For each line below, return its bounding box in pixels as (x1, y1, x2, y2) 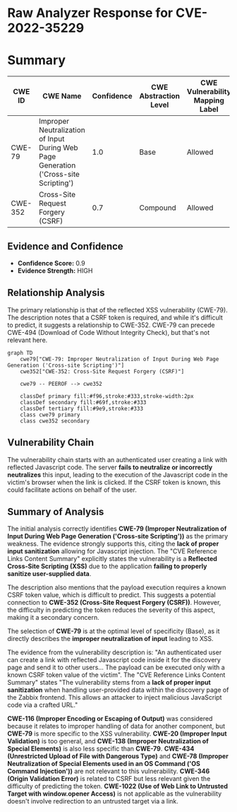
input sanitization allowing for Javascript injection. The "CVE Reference (7, 547, 217, 555)
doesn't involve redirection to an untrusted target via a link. (7, 797, 178, 806)
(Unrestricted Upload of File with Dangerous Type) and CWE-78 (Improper (7, 752, 229, 760)
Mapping (193, 95, 224, 105)
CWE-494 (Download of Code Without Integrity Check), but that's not (7, 328, 210, 336)
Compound (139, 203, 176, 213)
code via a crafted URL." (7, 701, 78, 710)
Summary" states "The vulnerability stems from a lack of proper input (7, 678, 212, 687)
